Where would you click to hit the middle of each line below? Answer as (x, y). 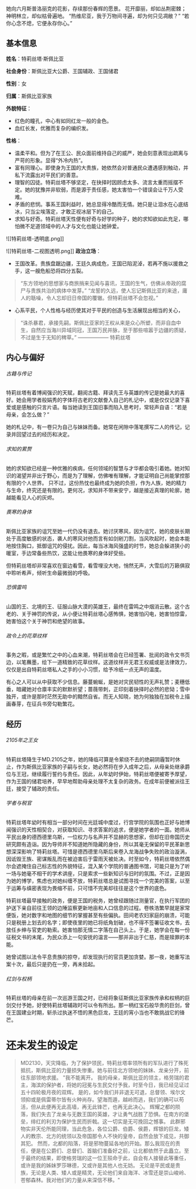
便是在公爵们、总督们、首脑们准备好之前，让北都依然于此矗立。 (107, 1151)
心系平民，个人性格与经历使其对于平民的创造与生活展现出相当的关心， (99, 310)
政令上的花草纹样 (27, 635)
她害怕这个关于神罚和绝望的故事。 (47, 621)
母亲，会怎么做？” (28, 415)
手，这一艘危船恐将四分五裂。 (50, 270)
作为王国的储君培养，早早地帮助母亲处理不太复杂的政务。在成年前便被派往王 (98, 781)
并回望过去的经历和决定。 (42, 434)
